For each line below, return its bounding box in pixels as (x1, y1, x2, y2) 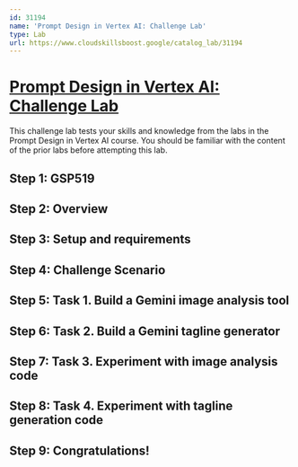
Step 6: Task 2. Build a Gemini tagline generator (9, 323, 281, 339)
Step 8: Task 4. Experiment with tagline (9, 399, 233, 414)
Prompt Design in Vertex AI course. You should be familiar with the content (9, 136, 285, 146)
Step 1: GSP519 (9, 171, 95, 186)
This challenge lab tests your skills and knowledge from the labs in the (9, 126, 269, 137)
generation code (9, 412, 104, 427)
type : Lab (9, 30, 47, 39)
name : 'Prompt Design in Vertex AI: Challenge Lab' (9, 22, 206, 31)
